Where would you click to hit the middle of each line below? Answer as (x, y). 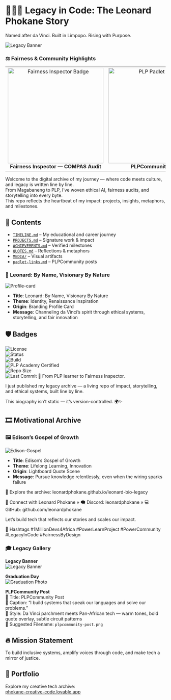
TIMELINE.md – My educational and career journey (64, 235)
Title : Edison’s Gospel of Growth (47, 460)
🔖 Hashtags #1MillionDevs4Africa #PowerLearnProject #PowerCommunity (83, 529)
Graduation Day (22, 577)
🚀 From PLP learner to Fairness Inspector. (81, 376)
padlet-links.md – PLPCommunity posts (55, 262)
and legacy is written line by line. (40, 185)
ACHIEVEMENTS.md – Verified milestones (52, 245)
